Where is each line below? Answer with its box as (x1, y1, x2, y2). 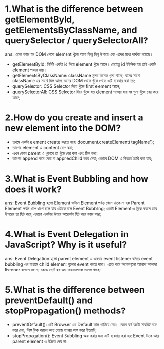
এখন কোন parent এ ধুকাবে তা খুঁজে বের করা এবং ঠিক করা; (12, 150, 98, 156)
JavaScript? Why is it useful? (5, 239, 127, 250)
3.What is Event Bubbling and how (5, 173, 149, 185)
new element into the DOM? (5, 122, 121, 134)
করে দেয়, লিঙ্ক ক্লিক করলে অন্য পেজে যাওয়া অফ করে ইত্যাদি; (12, 327, 97, 333)
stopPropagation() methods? (5, 305, 126, 316)
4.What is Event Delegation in (5, 229, 129, 240)
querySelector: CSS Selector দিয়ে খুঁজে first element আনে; (12, 83, 121, 89)
